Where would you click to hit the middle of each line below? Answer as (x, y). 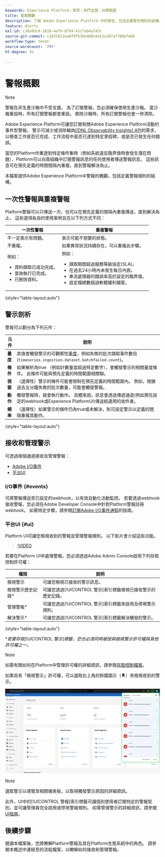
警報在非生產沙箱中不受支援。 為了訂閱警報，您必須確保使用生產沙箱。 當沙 (82, 108)
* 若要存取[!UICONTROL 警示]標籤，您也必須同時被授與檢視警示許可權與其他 (82, 639)
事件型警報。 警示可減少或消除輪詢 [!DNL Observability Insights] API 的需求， (82, 130)
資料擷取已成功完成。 (36, 267)
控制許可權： (18, 562)
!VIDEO (24, 546)
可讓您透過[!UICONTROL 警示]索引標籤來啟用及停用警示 (99, 604)
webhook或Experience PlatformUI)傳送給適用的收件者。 (82, 401)
